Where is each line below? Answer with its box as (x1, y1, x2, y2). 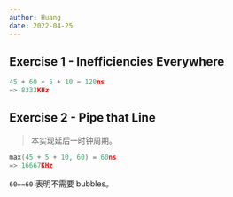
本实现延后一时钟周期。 (30, 135, 117, 146)
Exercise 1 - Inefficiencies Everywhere (9, 54, 225, 69)
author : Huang (9, 12, 62, 22)
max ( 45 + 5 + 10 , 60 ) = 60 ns (9, 153, 117, 162)
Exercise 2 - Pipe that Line (9, 110, 157, 125)
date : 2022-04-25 (9, 21, 74, 30)
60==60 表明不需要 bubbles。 (9, 178, 113, 189)
